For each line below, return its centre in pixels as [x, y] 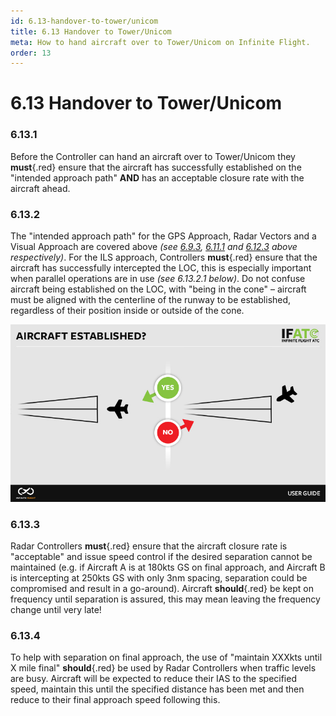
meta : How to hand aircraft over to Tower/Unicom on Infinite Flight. [160, 42]
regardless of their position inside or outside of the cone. [127, 311]
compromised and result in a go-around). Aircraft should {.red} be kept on [162, 589]
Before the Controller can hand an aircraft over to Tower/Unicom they [153, 156]
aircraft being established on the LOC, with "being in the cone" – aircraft [158, 289]
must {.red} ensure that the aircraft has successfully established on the [156, 167]
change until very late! [56, 610]
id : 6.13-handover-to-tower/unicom [84, 21]
